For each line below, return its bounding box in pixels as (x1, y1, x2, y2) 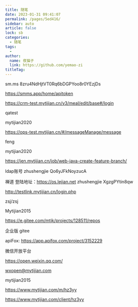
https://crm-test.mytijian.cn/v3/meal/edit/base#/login (5, 100, 114, 106)
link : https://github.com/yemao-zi (9, 63, 83, 68)
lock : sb (5, 30, 23, 35)
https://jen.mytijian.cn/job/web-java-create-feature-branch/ (5, 158, 127, 164)
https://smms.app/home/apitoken (5, 90, 73, 96)
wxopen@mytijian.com (5, 268, 52, 273)
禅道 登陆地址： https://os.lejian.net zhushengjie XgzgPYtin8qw (5, 179, 134, 184)
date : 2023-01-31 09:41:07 (5, 12, 61, 17)
